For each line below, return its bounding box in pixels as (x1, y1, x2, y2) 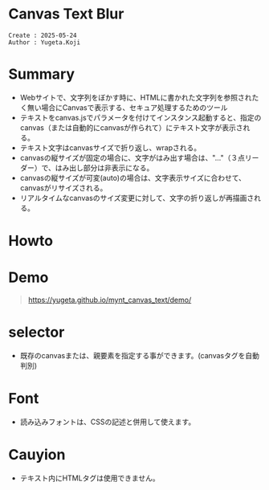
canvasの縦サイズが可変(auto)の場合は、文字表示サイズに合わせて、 (19, 173, 247, 182)
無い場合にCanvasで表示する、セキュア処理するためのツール (26, 102, 228, 112)
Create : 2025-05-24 (8, 31, 78, 39)
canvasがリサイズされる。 (19, 182, 108, 193)
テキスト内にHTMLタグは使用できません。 (19, 473, 160, 483)
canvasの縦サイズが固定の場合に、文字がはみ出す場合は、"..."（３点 (19, 153, 245, 162)
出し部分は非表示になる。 (69, 162, 154, 173)
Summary (8, 65, 75, 84)
